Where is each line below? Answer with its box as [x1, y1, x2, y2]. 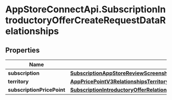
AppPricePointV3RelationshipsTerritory [70, 78, 169, 85]
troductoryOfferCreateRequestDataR [5, 14, 166, 26]
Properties [5, 46, 40, 54]
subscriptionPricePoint [8, 86, 66, 93]
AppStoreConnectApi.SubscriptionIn [5, 4, 166, 15]
